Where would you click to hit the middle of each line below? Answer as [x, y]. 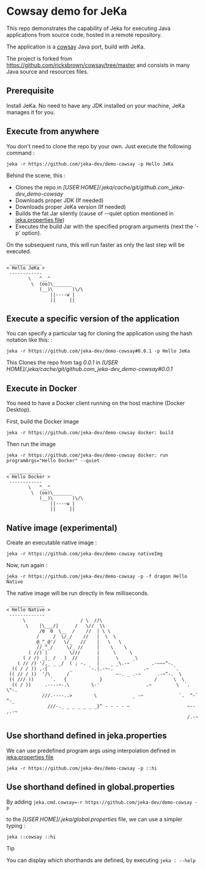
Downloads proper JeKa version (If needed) [71, 207]
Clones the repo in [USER [47, 187]
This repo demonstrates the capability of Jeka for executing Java [88, 28]
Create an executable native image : [52, 543]
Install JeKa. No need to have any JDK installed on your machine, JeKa [96, 105]
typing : [16, 825]
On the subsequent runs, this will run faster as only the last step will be [95, 245]
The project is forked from [39, 58]
